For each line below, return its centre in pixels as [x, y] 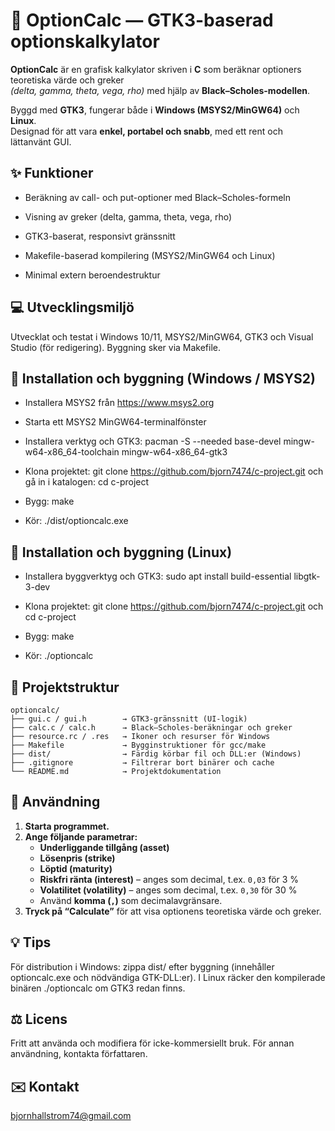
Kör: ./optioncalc [59, 656]
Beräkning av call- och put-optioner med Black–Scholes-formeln [157, 197]
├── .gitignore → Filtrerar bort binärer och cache [142, 763]
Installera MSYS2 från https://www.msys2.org [119, 403]
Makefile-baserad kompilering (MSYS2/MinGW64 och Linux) [150, 255]
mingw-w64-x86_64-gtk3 [174, 452]
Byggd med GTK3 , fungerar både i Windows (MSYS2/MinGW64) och [155, 110]
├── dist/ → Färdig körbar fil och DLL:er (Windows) [156, 754]
